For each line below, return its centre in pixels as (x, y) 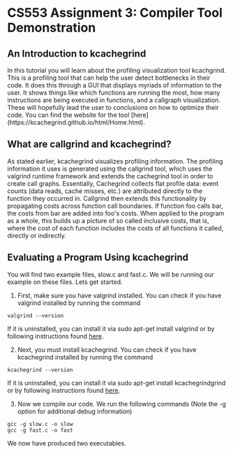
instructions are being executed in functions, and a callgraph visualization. (114, 100)
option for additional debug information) (75, 411)
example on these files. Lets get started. (65, 282)
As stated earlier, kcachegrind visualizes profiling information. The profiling (115, 161)
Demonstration (52, 28)
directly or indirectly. (37, 235)
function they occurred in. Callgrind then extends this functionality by (107, 198)
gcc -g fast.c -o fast (40, 430)
